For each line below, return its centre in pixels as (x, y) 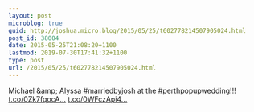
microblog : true (35, 23)
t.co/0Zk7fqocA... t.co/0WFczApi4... (68, 99)
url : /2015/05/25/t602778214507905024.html (82, 68)
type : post (27, 61)
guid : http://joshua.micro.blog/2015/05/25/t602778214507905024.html (127, 30)
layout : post (30, 16)
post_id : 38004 (34, 38)
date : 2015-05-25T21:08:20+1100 (62, 46)
